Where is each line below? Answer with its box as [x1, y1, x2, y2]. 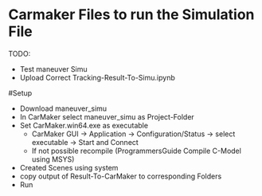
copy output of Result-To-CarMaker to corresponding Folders [19, 171, 222, 181]
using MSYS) [31, 154, 75, 164]
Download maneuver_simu [19, 104, 108, 113]
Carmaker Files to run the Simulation [8, 6, 255, 24]
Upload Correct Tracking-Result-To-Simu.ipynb [19, 73, 175, 82]
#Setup [8, 88, 33, 97]
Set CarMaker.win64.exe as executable [19, 120, 149, 130]
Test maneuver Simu [19, 64, 88, 73]
